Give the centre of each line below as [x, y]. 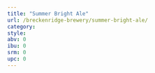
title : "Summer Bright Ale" [48, 14]
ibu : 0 [17, 46]
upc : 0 [17, 59]
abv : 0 [17, 40]
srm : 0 [17, 53]
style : [17, 33]
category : [22, 26]
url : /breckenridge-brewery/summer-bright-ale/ [78, 20]
